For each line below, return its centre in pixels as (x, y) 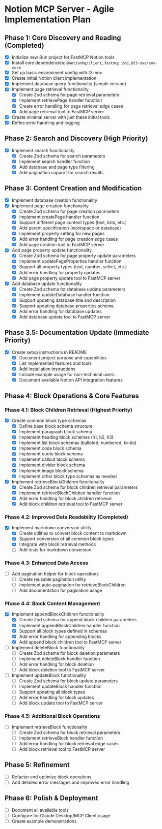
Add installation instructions (47, 369)
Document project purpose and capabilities (63, 357)
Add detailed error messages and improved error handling (70, 782)
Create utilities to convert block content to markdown (73, 533)
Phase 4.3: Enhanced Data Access (47, 563)
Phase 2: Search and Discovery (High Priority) (76, 139)
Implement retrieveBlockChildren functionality (58, 481)
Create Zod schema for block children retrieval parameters (78, 487)
